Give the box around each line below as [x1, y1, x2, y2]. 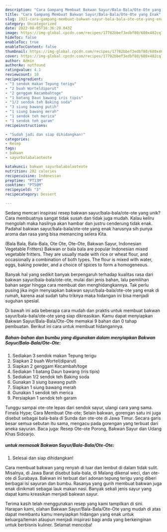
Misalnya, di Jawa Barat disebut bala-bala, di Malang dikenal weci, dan [5, 470, 150, 476]
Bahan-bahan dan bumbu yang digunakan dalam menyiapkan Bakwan [5, 334, 156, 341]
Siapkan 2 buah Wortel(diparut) [12, 358, 77, 364]
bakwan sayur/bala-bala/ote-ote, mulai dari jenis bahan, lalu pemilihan [5, 277, 149, 283]
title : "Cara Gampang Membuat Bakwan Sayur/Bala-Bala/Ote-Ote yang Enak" [5, 12, 162, 17]
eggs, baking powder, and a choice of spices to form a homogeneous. [5, 262, 149, 268]
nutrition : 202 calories [5, 169, 57, 174]
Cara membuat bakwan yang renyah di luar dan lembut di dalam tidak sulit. [5, 464, 158, 470]
